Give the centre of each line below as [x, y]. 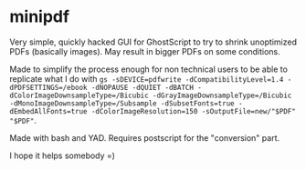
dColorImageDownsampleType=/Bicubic [79, 95]
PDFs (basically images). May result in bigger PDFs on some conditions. [145, 51]
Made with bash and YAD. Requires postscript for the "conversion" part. [145, 137]
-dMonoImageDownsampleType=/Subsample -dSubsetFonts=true [122, 103]
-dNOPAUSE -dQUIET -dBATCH [142, 87]
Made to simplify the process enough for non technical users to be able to [148, 69]
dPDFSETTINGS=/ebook [49, 87]
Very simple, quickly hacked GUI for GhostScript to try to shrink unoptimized [153, 42]
